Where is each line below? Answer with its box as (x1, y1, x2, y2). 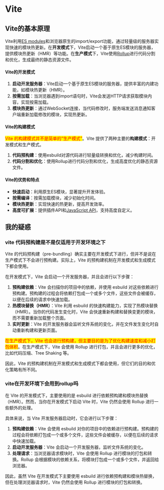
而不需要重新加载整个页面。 (12, 315, 69, 321)
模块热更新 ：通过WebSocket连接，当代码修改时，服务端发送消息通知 (12, 105, 152, 111)
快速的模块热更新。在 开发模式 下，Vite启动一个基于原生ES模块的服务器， (9, 44, 156, 50)
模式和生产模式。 (9, 142, 44, 148)
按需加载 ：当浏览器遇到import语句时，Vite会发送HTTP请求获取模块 (12, 93, 148, 99)
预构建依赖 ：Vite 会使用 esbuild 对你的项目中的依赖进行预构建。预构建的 (12, 425, 159, 431)
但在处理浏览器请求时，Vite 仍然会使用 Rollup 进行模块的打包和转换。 (5, 479, 145, 485)
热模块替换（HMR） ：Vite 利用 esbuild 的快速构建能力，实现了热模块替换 (12, 303, 158, 309)
